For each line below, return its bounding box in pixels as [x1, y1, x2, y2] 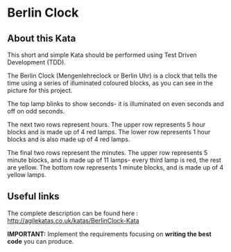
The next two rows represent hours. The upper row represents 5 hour [7, 120, 206, 129]
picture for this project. [7, 87, 73, 94]
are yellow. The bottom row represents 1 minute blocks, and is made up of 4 [7, 163, 224, 171]
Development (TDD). [7, 58, 66, 66]
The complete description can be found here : [7, 209, 139, 217]
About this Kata [7, 33, 76, 44]
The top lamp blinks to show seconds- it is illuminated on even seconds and [7, 100, 224, 108]
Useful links [7, 190, 60, 202]
